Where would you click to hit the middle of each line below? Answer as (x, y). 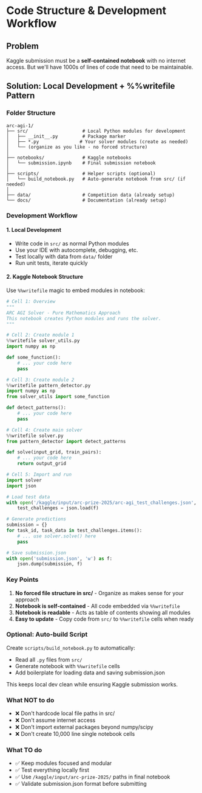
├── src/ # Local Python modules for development (96, 131)
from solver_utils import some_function (58, 397)
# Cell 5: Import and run (39, 475)
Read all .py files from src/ (49, 659)
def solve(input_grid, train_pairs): (54, 452)
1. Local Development (34, 230)
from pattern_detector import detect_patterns (66, 441)
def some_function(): (34, 358)
